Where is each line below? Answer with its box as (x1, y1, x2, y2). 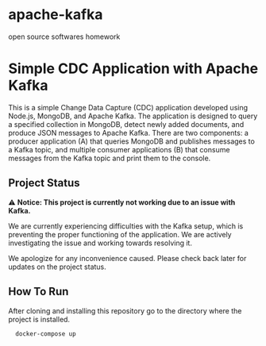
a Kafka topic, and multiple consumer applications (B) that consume (8, 144, 230, 154)
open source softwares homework (8, 32, 121, 41)
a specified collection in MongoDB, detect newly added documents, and (8, 119, 245, 129)
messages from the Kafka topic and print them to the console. (8, 153, 211, 163)
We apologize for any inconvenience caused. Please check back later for (8, 253, 247, 263)
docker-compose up (15, 329, 77, 338)
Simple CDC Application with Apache (8, 60, 259, 78)
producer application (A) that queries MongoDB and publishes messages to (8, 136, 256, 146)
